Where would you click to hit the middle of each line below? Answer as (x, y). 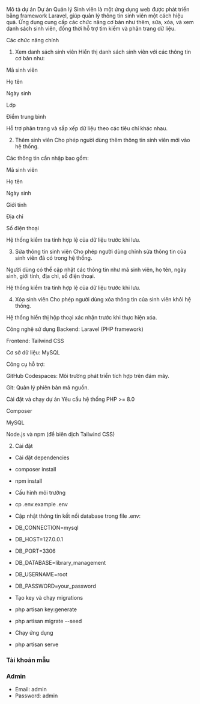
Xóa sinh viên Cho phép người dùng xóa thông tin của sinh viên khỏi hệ (103, 299)
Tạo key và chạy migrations (49, 598)
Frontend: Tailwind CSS (35, 341)
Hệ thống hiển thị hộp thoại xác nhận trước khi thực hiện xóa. (82, 317)
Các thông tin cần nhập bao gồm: (47, 158)
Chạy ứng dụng (34, 633)
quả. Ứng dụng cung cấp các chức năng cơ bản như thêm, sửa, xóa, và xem (100, 22)
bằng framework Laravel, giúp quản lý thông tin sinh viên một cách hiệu (95, 16)
